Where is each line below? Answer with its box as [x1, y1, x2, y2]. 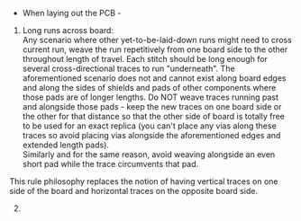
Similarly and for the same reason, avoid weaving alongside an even [22, 149, 276, 160]
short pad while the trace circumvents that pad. [22, 159, 199, 169]
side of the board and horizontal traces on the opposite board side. [9, 186, 259, 196]
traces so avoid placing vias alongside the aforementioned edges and [22, 130, 281, 140]
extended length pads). [22, 139, 110, 150]
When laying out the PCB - [22, 8, 122, 18]
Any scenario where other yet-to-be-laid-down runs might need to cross [22, 35, 293, 45]
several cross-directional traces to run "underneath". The [22, 63, 236, 74]
